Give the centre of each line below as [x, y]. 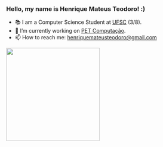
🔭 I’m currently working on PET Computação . [70, 31]
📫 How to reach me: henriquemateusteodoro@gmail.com [86, 37]
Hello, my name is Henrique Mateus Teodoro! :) [76, 9]
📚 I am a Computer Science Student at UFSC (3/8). [78, 22]
